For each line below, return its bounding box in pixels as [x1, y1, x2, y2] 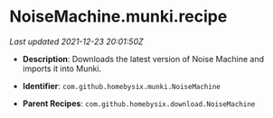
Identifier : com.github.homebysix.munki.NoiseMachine [22, 80, 221, 91]
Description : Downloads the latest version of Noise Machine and [22, 53, 265, 64]
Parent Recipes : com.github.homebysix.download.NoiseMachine [22, 97, 256, 109]
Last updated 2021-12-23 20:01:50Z [9, 36, 144, 47]
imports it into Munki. [22, 63, 102, 74]
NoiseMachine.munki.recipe [9, 6, 228, 27]
